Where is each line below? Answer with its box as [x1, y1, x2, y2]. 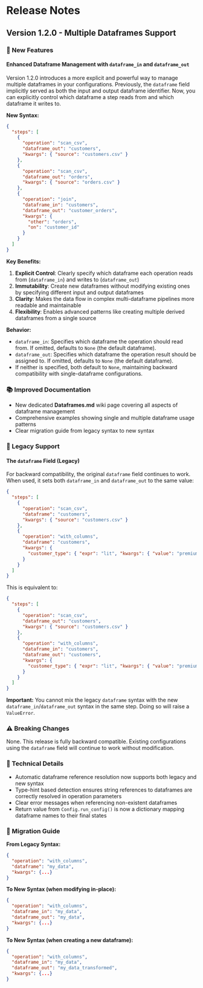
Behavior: [6, 326, 31, 333]
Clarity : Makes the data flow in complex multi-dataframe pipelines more [14, 295, 195, 302]
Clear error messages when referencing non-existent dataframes [14, 799, 178, 806]
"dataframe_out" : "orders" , [22, 173, 94, 180]
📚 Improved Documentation [6, 385, 91, 393]
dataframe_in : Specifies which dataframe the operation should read [14, 338, 183, 345]
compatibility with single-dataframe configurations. [14, 370, 143, 377]
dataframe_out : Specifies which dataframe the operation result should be [14, 350, 196, 358]
